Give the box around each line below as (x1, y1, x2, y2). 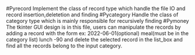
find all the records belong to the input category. (6, 42, 123, 49)
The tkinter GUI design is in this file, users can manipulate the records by (6, 23, 181, 30)
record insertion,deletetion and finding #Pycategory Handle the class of (6, 11, 179, 18)
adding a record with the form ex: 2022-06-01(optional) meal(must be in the (6, 30, 189, 37)
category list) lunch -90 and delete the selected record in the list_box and (6, 36, 183, 43)
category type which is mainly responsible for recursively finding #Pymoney (6, 18, 189, 24)
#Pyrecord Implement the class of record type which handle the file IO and (6, 5, 186, 12)
